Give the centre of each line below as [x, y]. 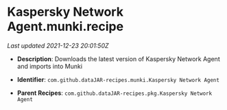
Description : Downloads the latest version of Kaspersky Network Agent [119, 58]
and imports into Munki [50, 66]
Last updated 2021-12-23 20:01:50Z [58, 45]
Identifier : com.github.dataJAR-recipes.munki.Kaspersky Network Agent [118, 79]
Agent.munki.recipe [65, 26]
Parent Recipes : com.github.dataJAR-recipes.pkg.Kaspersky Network [115, 93]
